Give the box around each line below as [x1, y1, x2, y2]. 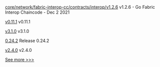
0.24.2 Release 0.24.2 [5, 38, 49, 44]
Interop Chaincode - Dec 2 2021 [5, 9, 70, 15]
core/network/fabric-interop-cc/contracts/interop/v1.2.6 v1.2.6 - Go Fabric [5, 4, 155, 10]
